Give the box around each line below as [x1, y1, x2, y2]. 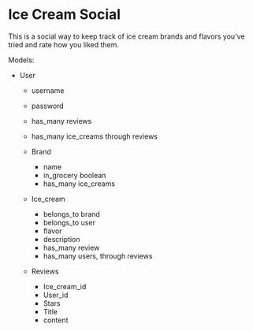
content [43, 315, 69, 325]
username [31, 85, 65, 95]
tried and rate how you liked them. [8, 39, 120, 49]
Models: [8, 55, 35, 65]
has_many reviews [31, 116, 92, 125]
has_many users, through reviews [43, 251, 153, 261]
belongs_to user [43, 218, 96, 227]
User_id [43, 290, 69, 299]
